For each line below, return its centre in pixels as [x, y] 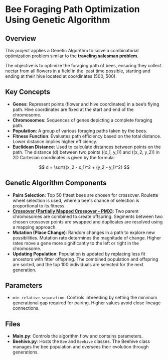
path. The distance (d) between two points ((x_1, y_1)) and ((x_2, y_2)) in [86, 152]
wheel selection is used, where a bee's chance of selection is [76, 200]
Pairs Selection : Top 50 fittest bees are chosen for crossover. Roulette [85, 195]
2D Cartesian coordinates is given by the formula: [64, 157]
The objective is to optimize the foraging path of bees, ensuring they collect [83, 66]
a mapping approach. [34, 227]
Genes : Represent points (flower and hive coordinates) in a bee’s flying [86, 104]
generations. [26, 352]
